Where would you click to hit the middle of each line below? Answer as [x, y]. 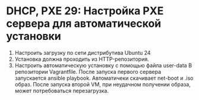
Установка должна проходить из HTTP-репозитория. [82, 59]
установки [34, 36]
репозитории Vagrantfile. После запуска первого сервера [88, 71]
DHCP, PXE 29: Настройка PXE [85, 11]
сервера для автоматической [84, 24]
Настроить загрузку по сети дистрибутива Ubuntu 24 [83, 52]
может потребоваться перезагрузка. [61, 90]
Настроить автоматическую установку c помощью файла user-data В [103, 65]
